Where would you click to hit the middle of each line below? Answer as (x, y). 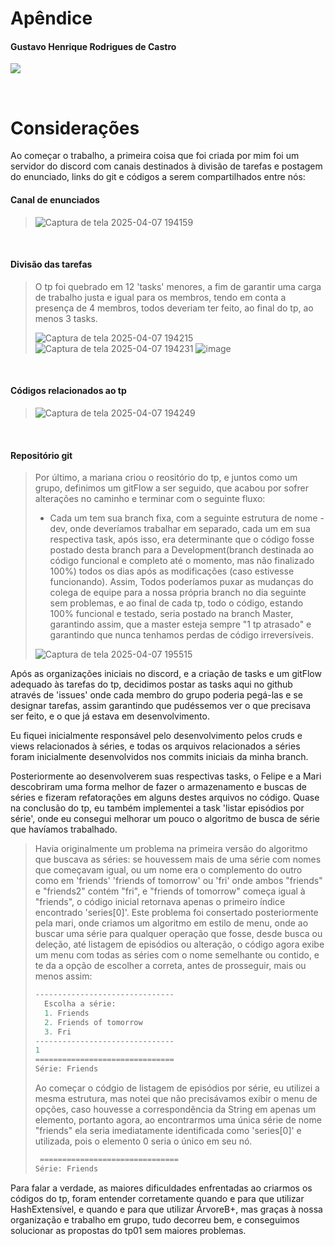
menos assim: (63, 976)
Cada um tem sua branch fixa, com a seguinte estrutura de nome (183, 518)
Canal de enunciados (55, 199)
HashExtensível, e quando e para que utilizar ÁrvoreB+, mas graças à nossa (166, 1209)
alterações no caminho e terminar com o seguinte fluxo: (150, 499)
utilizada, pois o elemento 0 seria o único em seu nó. (143, 1141)
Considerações (75, 128)
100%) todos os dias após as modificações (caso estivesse (172, 571)
